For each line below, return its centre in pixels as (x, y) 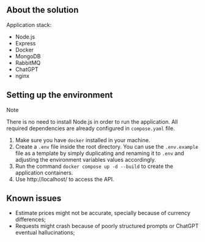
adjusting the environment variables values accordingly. (85, 159)
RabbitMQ (28, 62)
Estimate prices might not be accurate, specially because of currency (103, 213)
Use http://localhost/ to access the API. (65, 179)
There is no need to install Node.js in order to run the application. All (92, 121)
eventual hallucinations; (45, 233)
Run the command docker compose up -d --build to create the (94, 166)
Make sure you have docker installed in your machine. (83, 140)
